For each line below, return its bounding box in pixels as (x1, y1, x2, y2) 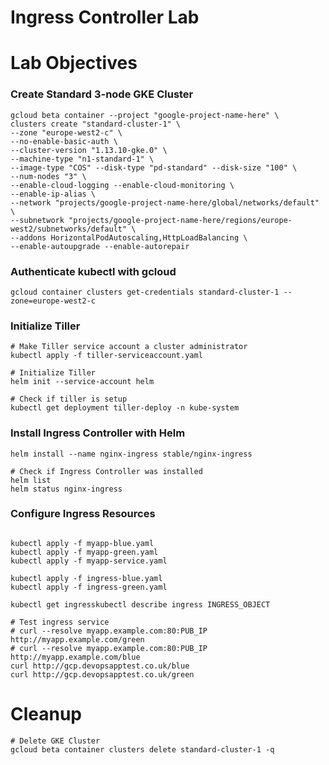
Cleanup (10, 703, 83, 726)
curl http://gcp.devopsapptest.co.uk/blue (10, 661, 190, 671)
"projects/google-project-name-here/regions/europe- (68, 215, 293, 225)
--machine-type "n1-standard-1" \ (10, 154, 155, 164)
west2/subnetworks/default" (10, 224, 128, 234)
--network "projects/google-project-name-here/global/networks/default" (10, 197, 320, 208)
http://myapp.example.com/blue (10, 652, 141, 662)
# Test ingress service (10, 617, 110, 627)
